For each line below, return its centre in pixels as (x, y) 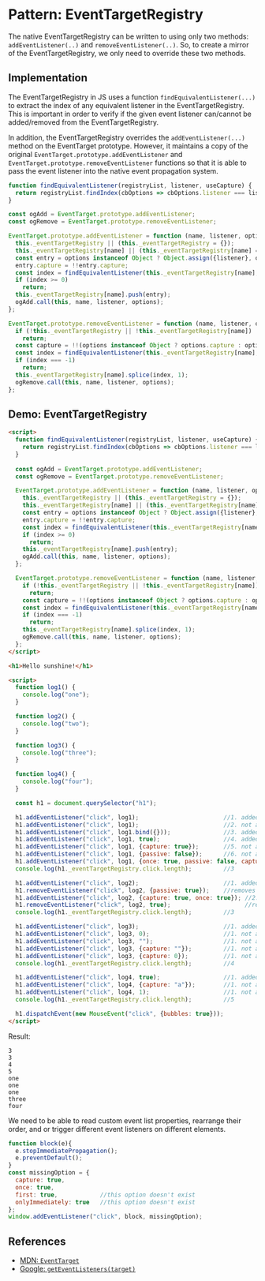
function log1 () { (46, 687)
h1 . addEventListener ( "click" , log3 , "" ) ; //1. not (134, 941)
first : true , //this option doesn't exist (105, 1195)
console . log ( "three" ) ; (60, 753)
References (37, 1241)
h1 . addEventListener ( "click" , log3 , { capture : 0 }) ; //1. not (134, 956)
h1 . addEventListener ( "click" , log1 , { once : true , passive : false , (127, 862)
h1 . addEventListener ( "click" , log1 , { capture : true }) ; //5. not (134, 847)
